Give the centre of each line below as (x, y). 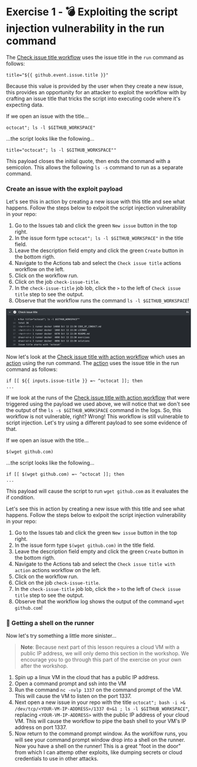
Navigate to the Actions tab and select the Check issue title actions (98, 263)
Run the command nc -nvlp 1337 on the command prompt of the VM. (98, 689)
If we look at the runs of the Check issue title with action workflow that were (98, 397)
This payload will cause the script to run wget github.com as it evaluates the (97, 491)
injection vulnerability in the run (85, 29)
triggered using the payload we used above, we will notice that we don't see (98, 404)
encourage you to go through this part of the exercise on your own (101, 659)
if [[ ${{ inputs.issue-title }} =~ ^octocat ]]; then (74, 381)
